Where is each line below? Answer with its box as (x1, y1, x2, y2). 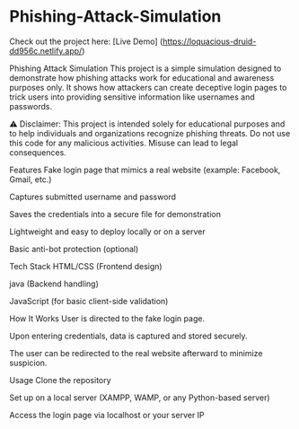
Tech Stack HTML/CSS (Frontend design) (9, 260, 163, 271)
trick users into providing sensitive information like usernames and (9, 92, 256, 102)
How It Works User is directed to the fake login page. (9, 312, 205, 324)
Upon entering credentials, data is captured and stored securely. (9, 330, 249, 341)
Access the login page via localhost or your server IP (9, 409, 205, 420)
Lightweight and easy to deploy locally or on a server (9, 226, 207, 237)
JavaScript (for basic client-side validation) (9, 295, 169, 306)
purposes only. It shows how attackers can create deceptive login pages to (9, 82, 287, 92)
